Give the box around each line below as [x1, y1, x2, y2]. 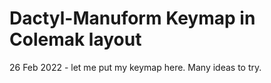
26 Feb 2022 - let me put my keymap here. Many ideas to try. [9, 61, 262, 73]
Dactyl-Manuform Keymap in [9, 7, 256, 30]
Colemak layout [9, 28, 142, 51]
